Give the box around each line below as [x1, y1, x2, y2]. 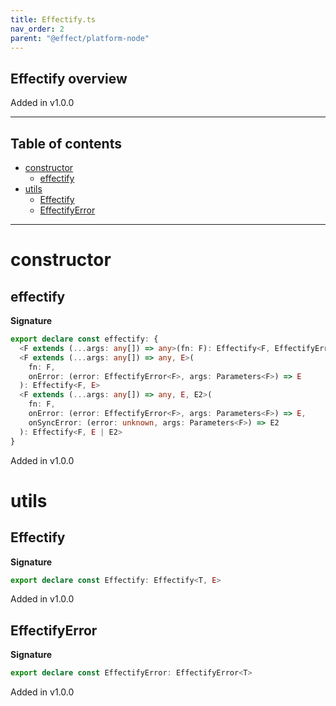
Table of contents [10, 135, 122, 152]
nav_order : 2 [10, 24, 65, 34]
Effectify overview [10, 70, 128, 87]
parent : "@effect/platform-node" [10, 33, 150, 43]
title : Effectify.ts [10, 14, 97, 25]
